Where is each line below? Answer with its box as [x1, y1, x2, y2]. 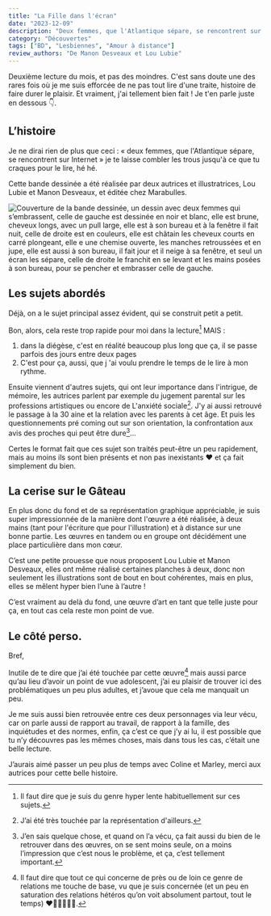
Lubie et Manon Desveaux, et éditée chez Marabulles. [8, 187, 187, 197]
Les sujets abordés [8, 286, 106, 300]
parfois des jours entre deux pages [19, 350, 137, 359]
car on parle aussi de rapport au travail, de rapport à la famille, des [8, 718, 230, 727]
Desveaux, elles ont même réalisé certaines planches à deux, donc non [8, 564, 245, 575]
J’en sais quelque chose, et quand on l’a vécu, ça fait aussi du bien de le [19, 831, 261, 841]
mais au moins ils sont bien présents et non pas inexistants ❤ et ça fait [8, 452, 244, 462]
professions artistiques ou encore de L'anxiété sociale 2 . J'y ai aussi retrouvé [8, 400, 262, 410]
